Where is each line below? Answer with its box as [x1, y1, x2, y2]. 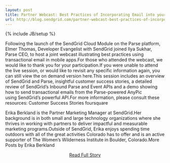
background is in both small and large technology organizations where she [5, 115, 161, 121]
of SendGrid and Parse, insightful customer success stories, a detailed [5, 78, 152, 84]
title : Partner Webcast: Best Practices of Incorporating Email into [5, 12, 155, 17]
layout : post [5, 7, 33, 13]
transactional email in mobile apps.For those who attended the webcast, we [5, 57, 163, 63]
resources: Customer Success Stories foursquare [5, 100, 108, 106]
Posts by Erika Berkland [5, 142, 55, 148]
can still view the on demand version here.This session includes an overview [5, 73, 165, 79]
